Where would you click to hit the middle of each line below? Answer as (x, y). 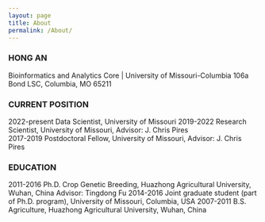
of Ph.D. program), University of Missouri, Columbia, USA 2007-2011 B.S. (127, 201)
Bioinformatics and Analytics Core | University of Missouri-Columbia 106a (129, 75)
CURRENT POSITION (48, 104)
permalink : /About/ (40, 30)
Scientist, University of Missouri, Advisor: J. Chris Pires (98, 130)
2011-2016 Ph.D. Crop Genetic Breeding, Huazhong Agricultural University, (130, 185)
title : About (30, 23)
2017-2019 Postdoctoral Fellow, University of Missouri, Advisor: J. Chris (125, 138)
